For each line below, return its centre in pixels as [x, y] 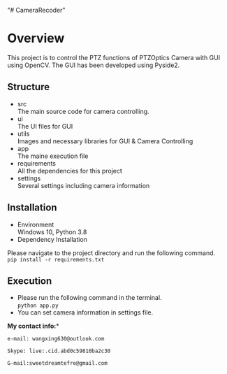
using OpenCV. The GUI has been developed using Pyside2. [94, 65]
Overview [36, 38]
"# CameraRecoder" [36, 10]
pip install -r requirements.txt [56, 259]
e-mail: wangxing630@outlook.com [56, 339]
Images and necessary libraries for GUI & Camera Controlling [105, 141]
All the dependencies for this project [69, 171]
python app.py [38, 306]
